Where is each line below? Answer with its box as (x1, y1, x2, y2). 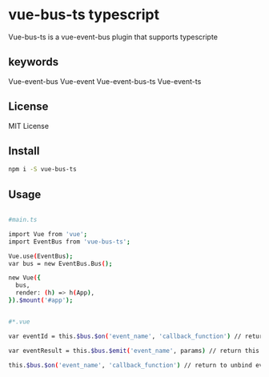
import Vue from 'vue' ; (8, 230, 88, 238)
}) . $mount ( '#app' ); (8, 296, 74, 305)
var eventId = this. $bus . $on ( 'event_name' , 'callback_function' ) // (8, 332, 242, 340)
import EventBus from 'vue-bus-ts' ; (8, 238, 130, 246)
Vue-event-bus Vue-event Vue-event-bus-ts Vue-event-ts (8, 76, 202, 86)
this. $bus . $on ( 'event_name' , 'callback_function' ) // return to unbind (8, 361, 252, 369)
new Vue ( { (8, 274, 42, 282)
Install (8, 144, 40, 158)
